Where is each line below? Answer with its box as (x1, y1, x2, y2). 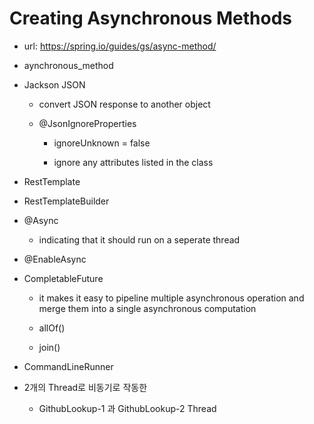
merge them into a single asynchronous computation (38, 302, 257, 314)
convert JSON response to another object (38, 98, 211, 110)
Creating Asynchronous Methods (9, 7, 292, 30)
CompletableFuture (23, 272, 104, 284)
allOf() (38, 322, 66, 334)
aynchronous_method (23, 59, 114, 71)
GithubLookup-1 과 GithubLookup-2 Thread (38, 402, 217, 414)
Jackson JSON (23, 78, 86, 91)
